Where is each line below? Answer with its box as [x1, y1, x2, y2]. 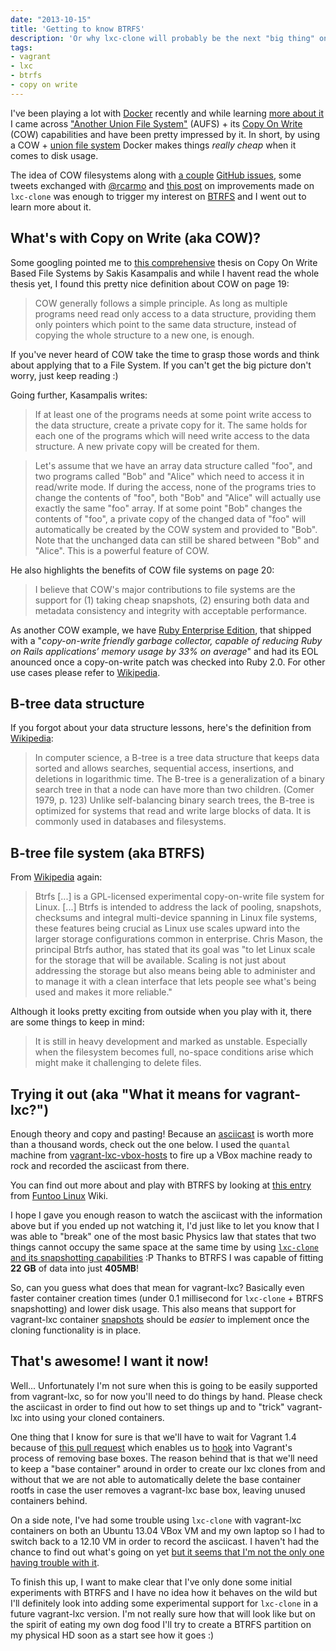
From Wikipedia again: [10, 871, 103, 883]
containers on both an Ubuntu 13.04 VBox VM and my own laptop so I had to [10, 1524, 326, 1536]
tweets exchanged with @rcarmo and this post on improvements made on [10, 179, 315, 191]
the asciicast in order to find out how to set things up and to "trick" [10, 1401, 285, 1413]
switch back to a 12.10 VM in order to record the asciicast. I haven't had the [10, 1535, 320, 1547]
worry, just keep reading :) [10, 369, 119, 381]
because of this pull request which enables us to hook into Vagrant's [10, 1441, 293, 1453]
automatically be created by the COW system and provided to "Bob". [34, 523, 318, 535]
